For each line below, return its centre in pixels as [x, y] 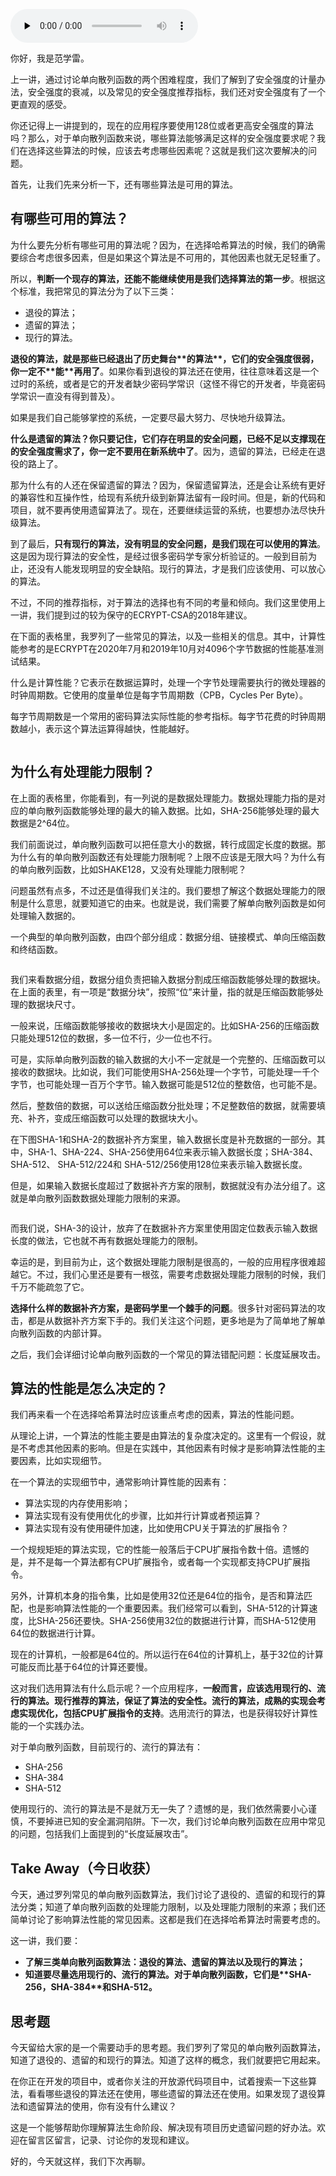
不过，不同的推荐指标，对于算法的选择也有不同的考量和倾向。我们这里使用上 [168, 602]
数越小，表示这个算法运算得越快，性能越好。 [102, 728]
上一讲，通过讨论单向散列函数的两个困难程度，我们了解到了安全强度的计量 [163, 79]
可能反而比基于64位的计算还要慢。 [81, 1667]
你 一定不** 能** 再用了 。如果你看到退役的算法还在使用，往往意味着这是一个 [165, 371]
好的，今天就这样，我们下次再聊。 [80, 2161]
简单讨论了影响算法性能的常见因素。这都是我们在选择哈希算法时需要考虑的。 [168, 1920]
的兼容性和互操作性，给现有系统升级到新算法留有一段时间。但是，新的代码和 [168, 497]
